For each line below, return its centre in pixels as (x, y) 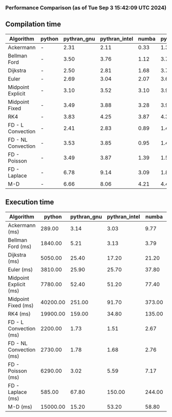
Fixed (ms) (21, 305)
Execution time (30, 202)
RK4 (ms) (19, 313)
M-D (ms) (20, 407)
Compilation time (33, 24)
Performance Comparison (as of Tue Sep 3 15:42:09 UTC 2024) (86, 8)
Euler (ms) (20, 269)
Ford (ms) (20, 246)
